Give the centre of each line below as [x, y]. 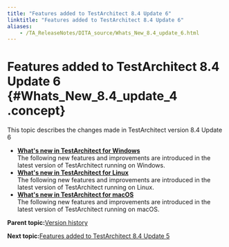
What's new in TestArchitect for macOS [75, 195]
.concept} [36, 111]
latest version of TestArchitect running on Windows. [91, 166]
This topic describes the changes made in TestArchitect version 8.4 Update [115, 130]
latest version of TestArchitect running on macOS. [88, 209]
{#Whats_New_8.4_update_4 [92, 96]
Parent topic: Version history [48, 223]
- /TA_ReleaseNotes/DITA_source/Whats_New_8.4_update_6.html [109, 33]
